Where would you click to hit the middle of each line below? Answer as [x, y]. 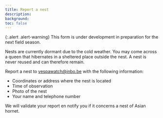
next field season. [23, 42]
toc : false [16, 23]
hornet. [12, 111]
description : [18, 14]
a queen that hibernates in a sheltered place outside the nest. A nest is [76, 57]
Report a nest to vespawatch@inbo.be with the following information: [74, 72]
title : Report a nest [27, 10]
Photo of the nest [29, 91]
